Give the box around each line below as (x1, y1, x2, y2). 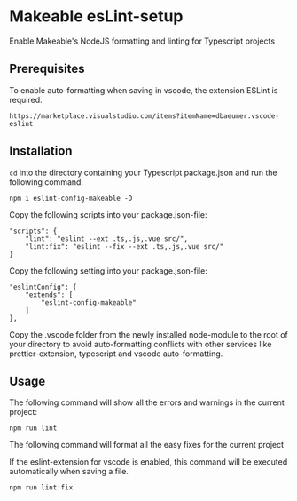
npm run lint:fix (9, 483, 74, 492)
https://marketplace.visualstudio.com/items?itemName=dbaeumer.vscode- (9, 111, 279, 121)
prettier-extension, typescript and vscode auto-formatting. (9, 348, 223, 359)
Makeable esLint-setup (9, 6, 184, 27)
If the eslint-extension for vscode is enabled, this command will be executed (9, 457, 288, 467)
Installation (9, 144, 73, 159)
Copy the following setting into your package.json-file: (9, 265, 208, 276)
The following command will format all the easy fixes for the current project (9, 440, 285, 450)
